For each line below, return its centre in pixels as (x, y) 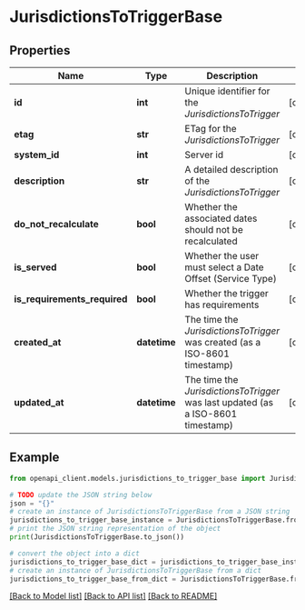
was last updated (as (229, 402)
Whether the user (222, 256)
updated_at (39, 402)
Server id (204, 155)
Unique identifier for (227, 91)
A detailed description (231, 170)
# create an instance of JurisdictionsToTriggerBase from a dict (135, 570)
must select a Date (225, 267)
